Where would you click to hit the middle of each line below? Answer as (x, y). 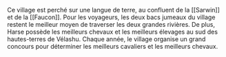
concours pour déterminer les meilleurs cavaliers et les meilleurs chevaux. (113, 46)
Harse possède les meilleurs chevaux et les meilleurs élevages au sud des (113, 32)
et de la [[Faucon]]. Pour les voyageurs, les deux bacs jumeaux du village (111, 17)
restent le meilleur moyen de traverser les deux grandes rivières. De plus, (111, 24)
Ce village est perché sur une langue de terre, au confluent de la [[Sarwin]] (114, 10)
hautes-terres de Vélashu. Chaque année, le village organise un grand (106, 39)
